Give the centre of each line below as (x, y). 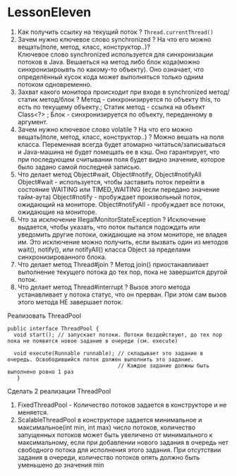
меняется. (33, 412)
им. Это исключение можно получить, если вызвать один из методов (123, 242)
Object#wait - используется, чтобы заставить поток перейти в (111, 182)
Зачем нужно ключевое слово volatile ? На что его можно (105, 129)
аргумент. (32, 121)
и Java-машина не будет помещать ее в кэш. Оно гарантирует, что (119, 152)
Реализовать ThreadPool (44, 316)
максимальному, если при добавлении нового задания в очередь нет (123, 442)
